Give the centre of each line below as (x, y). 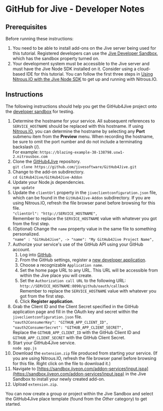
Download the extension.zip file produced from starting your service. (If (85, 353)
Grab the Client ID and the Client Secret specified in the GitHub (75, 306)
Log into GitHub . (36, 254)
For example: (25, 152)
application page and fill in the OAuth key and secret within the (75, 312)
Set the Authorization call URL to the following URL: (73, 280)
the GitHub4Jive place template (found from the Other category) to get (76, 399)
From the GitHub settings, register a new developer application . (83, 260)
